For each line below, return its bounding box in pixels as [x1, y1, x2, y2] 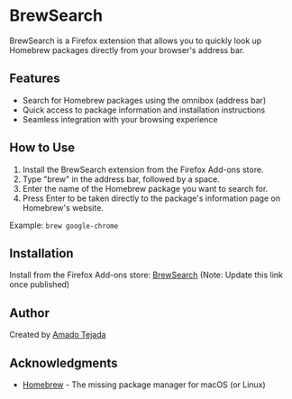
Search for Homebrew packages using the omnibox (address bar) [22, 95, 267, 105]
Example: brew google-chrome [9, 220, 119, 231]
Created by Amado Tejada [9, 330, 106, 340]
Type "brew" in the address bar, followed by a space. [22, 173, 220, 185]
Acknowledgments [9, 355, 119, 370]
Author [9, 305, 50, 321]
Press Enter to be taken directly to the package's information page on [22, 193, 281, 204]
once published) [9, 279, 70, 290]
